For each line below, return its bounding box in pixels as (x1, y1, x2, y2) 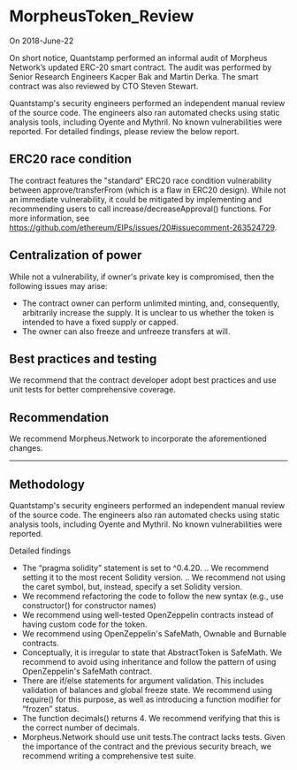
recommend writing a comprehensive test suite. (21, 751, 196, 761)
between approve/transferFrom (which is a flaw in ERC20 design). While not (9, 184, 286, 195)
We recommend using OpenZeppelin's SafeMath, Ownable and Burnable (21, 629, 287, 638)
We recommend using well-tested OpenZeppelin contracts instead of (21, 610, 274, 620)
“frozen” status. (21, 704, 80, 713)
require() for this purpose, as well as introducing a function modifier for (21, 694, 281, 705)
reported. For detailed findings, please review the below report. (9, 126, 240, 136)
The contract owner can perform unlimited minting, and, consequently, (21, 298, 280, 309)
